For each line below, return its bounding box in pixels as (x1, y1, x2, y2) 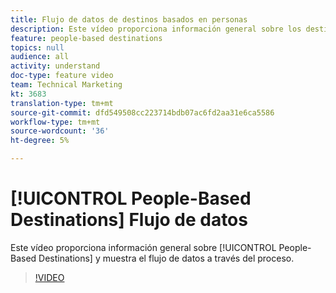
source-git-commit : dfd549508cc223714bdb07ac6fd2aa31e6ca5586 (10, 107, 275, 118)
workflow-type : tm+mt (10, 117, 101, 127)
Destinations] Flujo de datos (10, 209, 248, 231)
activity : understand (10, 61, 101, 71)
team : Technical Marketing (10, 80, 123, 90)
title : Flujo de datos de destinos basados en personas (10, 14, 248, 25)
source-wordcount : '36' (10, 126, 110, 136)
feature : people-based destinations (10, 33, 163, 43)
